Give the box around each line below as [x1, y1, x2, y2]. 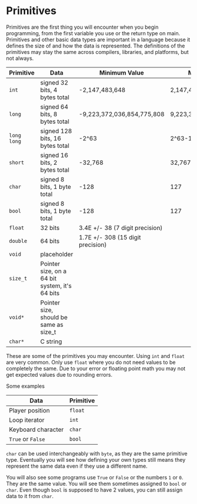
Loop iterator [9, 415, 45, 424]
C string [40, 337, 63, 346]
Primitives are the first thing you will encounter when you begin [6, 23, 159, 31]
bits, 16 [40, 134, 62, 142]
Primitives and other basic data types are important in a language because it [6, 36, 191, 43]
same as [40, 320, 63, 329]
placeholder [40, 250, 73, 258]
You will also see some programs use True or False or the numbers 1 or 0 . [6, 473, 184, 481]
